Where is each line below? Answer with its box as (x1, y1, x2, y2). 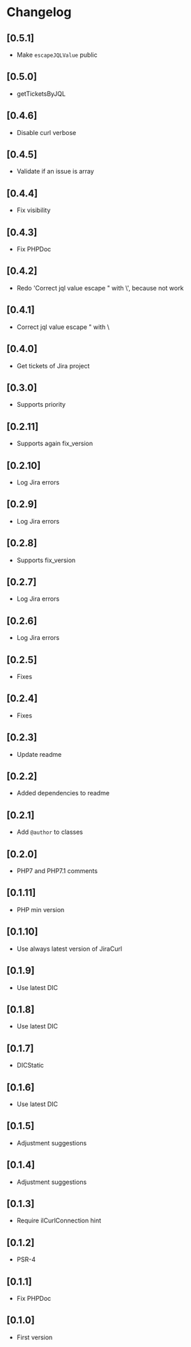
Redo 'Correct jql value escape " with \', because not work (16, 284, 184, 292)
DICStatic (16, 1061, 45, 1070)
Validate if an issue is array (16, 167, 95, 176)
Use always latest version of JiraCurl (16, 944, 123, 953)
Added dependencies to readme (16, 789, 109, 797)
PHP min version (16, 905, 65, 914)
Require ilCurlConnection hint (16, 1216, 102, 1225)
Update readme (16, 750, 62, 758)
